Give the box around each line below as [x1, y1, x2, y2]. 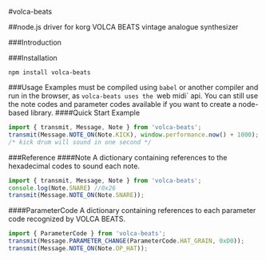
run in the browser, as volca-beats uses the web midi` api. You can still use [8, 91, 258, 100]
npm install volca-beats [8, 69, 91, 77]
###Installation [8, 53, 58, 62]
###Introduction [8, 37, 62, 47]
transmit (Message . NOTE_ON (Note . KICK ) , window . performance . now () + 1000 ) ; [8, 131, 260, 139]
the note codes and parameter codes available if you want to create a [8, 100, 237, 108]
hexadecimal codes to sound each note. [8, 161, 140, 171]
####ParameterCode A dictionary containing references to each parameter [8, 206, 256, 215]
